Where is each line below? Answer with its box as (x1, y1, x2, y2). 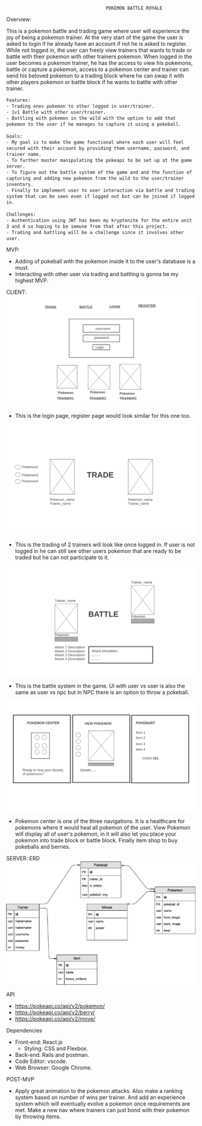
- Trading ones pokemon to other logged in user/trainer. (6, 103, 155, 109)
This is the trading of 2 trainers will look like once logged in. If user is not (14, 540, 195, 548)
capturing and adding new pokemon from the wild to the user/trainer (6, 176, 185, 182)
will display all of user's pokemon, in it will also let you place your (14, 830, 177, 837)
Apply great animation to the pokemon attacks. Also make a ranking (14, 1087, 183, 1094)
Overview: (6, 16, 32, 23)
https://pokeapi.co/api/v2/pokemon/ (14, 1002, 105, 1009)
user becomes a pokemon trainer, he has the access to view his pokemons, (6, 60, 193, 66)
